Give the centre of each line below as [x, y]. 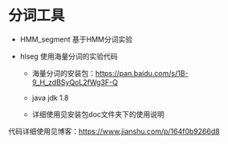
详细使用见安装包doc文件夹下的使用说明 [98, 114]
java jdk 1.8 [50, 98]
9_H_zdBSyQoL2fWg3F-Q [75, 82]
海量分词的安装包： [64, 73]
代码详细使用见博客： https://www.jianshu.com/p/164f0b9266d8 [114, 131]
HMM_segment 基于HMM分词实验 [76, 39]
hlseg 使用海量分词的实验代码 [69, 56]
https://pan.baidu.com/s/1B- [142, 73]
